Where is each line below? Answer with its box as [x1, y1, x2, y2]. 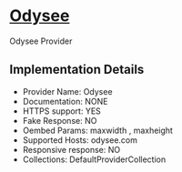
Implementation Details [9, 62, 145, 77]
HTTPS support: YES [22, 106, 102, 116]
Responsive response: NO [22, 144, 121, 155]
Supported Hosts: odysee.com [22, 134, 138, 146]
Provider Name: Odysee [22, 86, 113, 96]
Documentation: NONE [22, 96, 108, 106]
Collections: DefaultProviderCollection [22, 154, 167, 165]
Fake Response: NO [22, 115, 97, 126]
